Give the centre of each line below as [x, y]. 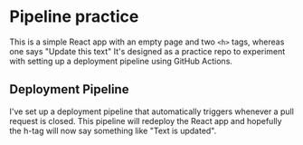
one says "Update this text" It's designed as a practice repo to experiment [147, 51]
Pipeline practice [74, 17]
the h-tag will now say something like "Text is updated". [113, 130]
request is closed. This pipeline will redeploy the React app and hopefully [146, 121]
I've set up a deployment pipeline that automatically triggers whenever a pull [151, 111]
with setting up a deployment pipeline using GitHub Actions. [121, 61]
